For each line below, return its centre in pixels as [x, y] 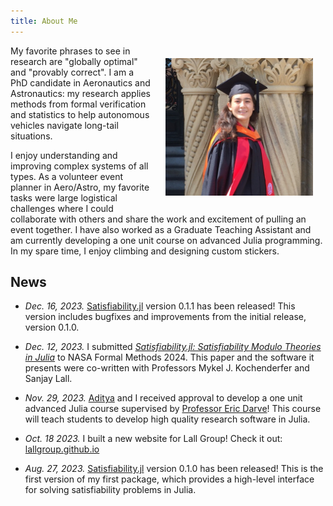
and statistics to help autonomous [80, 114]
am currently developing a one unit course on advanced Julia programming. [166, 240]
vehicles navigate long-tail [64, 125]
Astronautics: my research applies [81, 93]
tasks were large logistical [64, 197]
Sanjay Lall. [48, 379]
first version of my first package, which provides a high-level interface [169, 479]
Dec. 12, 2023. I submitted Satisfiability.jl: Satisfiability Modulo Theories [173, 347]
